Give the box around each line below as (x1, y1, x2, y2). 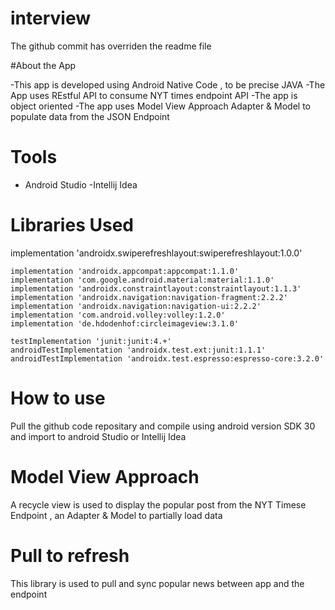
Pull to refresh (10, 544, 130, 567)
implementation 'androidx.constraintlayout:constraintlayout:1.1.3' (10, 283, 302, 294)
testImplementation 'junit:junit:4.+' (10, 336, 172, 346)
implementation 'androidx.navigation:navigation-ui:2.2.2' (10, 301, 262, 311)
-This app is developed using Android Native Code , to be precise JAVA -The (10, 78, 326, 91)
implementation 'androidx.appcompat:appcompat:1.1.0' (10, 266, 240, 276)
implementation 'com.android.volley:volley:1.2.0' (10, 310, 226, 320)
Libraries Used (10, 214, 134, 237)
